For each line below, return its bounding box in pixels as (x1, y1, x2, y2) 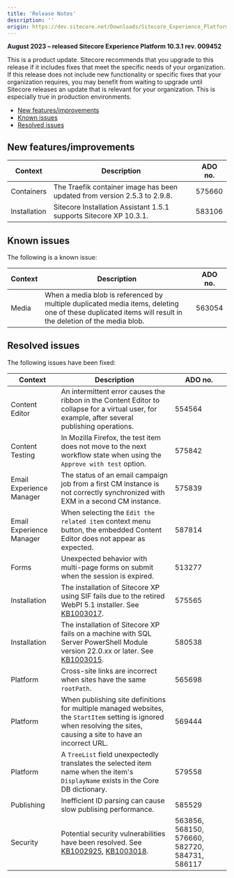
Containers (10, 187, 47, 196)
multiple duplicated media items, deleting (44, 299, 179, 308)
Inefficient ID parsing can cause (61, 795, 165, 805)
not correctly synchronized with (61, 487, 165, 497)
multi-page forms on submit (61, 562, 154, 572)
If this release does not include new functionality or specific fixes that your (7, 70, 221, 79)
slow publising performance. (61, 804, 155, 814)
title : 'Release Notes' (7, 10, 77, 17)
